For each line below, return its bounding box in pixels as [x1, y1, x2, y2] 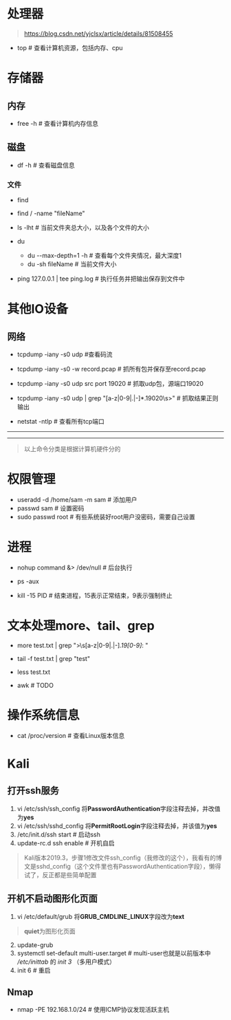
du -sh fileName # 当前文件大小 [27, 260, 117, 268]
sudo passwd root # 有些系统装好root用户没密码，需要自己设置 [16, 512, 195, 521]
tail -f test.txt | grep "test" [16, 654, 91, 662]
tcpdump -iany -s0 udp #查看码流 [16, 350, 113, 358]
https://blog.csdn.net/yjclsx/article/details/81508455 [23, 29, 173, 38]
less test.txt [16, 668, 50, 676]
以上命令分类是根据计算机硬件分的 [23, 445, 121, 453]
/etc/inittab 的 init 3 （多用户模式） [16, 957, 115, 966]
